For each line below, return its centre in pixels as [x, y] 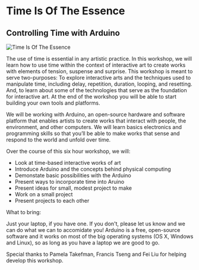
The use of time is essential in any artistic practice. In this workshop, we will [99, 59]
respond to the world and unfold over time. [59, 140]
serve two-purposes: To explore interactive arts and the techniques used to [99, 78]
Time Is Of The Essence [66, 11]
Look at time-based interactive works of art [68, 163]
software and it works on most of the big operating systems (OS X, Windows [100, 236]
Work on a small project [44, 194]
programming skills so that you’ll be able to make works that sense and [93, 133]
